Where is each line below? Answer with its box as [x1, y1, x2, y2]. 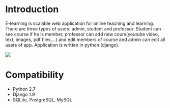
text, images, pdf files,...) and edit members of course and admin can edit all [5, 37, 165, 43]
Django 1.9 [12, 91, 35, 97]
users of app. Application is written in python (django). [5, 42, 120, 48]
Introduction [5, 4, 59, 15]
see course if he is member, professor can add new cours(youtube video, [5, 31, 159, 37]
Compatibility [5, 69, 64, 81]
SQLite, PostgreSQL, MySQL [12, 96, 73, 102]
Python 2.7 [12, 86, 36, 92]
